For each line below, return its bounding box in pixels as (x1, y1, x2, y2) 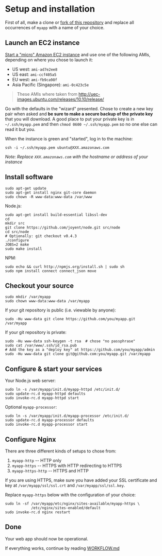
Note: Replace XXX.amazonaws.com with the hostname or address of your (5, 154, 148, 159)
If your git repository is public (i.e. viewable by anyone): (5, 307, 116, 313)
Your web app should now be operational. (5, 536, 89, 541)
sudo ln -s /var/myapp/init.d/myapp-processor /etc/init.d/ (5, 414, 130, 418)
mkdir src (5, 221, 25, 226)
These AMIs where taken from (16, 91, 78, 97)
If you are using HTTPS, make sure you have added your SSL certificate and (5, 477, 157, 483)
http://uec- (78, 91, 100, 97)
